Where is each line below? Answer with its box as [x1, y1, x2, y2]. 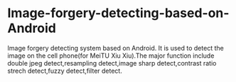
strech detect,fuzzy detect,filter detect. [7, 66, 122, 75]
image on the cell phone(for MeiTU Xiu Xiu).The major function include [7, 51, 215, 60]
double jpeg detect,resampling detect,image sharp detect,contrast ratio [7, 58, 217, 67]
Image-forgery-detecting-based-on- [7, 5, 230, 21]
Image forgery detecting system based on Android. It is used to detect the [7, 43, 224, 52]
